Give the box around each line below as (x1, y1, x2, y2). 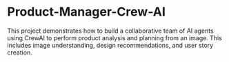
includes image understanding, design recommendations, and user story (7, 41, 214, 49)
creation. (7, 48, 32, 57)
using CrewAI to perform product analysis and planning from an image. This (7, 33, 222, 42)
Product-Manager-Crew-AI (7, 4, 166, 20)
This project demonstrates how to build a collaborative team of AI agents (7, 27, 214, 35)
